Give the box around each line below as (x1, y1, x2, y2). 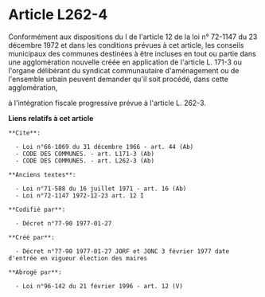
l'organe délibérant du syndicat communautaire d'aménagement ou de (8, 65, 240, 75)
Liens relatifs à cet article (8, 113, 94, 123)
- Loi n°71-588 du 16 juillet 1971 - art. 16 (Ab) (15, 185, 187, 193)
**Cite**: (8, 129, 41, 137)
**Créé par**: (8, 233, 56, 241)
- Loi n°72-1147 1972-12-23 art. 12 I (15, 191, 145, 200)
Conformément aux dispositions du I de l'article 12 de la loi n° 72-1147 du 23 (8, 32, 258, 41)
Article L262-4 (8, 6, 108, 24)
